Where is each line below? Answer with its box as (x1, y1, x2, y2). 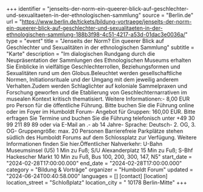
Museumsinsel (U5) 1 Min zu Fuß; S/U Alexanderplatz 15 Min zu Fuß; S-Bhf (6, 147, 193, 154)
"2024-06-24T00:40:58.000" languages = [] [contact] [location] (6, 173, 168, 179)
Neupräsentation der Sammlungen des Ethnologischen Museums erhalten (6, 57, 191, 64)
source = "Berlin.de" (142, 12, 193, 19)
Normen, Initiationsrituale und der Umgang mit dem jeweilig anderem (6, 76, 179, 83)
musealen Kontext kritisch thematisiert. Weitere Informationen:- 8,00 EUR (6, 95, 190, 102)
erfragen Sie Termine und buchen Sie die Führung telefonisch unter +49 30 (6, 114, 196, 122)
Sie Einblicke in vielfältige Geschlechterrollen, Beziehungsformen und (6, 63, 181, 70)
